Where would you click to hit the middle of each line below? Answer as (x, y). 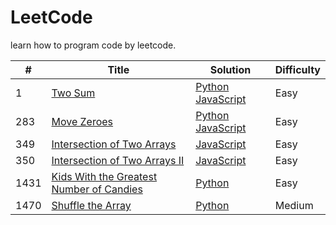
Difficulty (297, 69)
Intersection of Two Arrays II (118, 160)
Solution (230, 69)
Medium (294, 205)
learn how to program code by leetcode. (93, 45)
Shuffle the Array (91, 205)
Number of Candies (97, 189)
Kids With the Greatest (104, 176)
